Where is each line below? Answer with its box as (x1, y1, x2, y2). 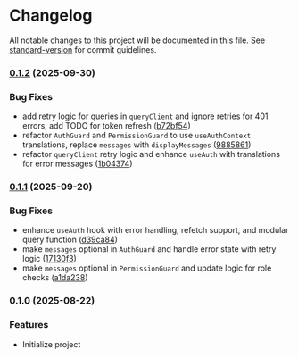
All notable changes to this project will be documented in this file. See (9, 35, 266, 46)
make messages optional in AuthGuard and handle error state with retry (21, 244, 277, 254)
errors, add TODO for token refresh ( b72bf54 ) (21, 121, 192, 131)
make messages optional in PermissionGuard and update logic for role (21, 262, 272, 273)
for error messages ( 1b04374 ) (21, 158, 133, 170)
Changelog (9, 5, 93, 26)
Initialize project (21, 338, 81, 349)
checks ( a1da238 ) (21, 272, 88, 283)
